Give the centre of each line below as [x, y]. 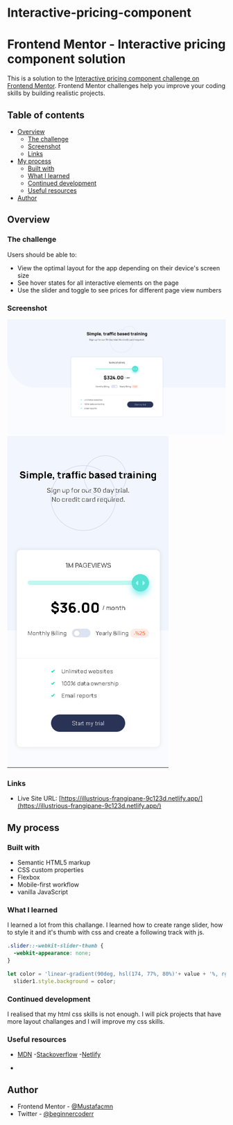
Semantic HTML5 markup [54, 863]
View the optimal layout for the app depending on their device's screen [119, 268]
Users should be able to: [42, 254]
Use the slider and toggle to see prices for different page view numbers [119, 290]
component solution [67, 59]
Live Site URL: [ [39, 799]
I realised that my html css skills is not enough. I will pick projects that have [114, 1014]
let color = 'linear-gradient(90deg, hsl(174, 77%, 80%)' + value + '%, [113, 974]
